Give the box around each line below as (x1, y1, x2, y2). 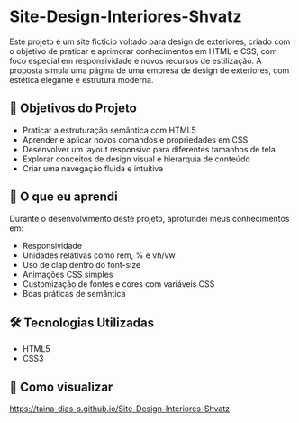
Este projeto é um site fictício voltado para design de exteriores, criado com (9, 36, 291, 47)
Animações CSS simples (22, 269, 113, 280)
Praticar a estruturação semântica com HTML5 (22, 124, 196, 135)
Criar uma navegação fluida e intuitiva (22, 162, 164, 173)
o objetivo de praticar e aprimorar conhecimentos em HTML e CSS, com (9, 45, 277, 56)
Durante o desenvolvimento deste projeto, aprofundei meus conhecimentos (9, 213, 290, 224)
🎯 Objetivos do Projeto (9, 101, 137, 116)
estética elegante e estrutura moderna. (9, 74, 154, 85)
